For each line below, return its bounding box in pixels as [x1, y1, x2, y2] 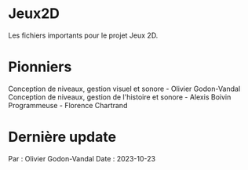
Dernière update [8, 128, 116, 146]
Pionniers [8, 58, 72, 76]
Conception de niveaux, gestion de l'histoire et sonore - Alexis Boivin [8, 92, 232, 102]
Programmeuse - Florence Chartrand [8, 100, 128, 110]
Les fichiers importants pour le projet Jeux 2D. [8, 31, 159, 40]
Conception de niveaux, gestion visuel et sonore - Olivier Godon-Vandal [8, 84, 241, 93]
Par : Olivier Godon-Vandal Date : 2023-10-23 [8, 154, 155, 163]
